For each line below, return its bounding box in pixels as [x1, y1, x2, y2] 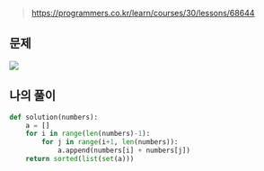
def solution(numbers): [9, 112, 99, 121]
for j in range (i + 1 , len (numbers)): [41, 138, 179, 147]
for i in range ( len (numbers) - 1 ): [25, 130, 151, 139]
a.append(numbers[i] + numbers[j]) [57, 146, 191, 156]
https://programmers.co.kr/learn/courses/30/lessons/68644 [31, 8, 255, 18]
